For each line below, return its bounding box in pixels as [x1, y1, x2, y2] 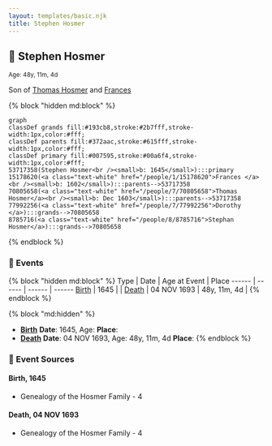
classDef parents [8, 138, 67, 146]
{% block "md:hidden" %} [8, 309, 96, 319]
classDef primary [8, 152, 67, 161]
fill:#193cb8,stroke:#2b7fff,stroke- [66, 123, 195, 132]
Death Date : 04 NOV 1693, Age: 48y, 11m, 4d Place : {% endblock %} [19, 333, 252, 343]
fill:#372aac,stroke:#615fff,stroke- [70, 138, 198, 146]
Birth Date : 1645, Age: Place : [19, 324, 119, 334]
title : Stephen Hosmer [8, 19, 85, 28]
